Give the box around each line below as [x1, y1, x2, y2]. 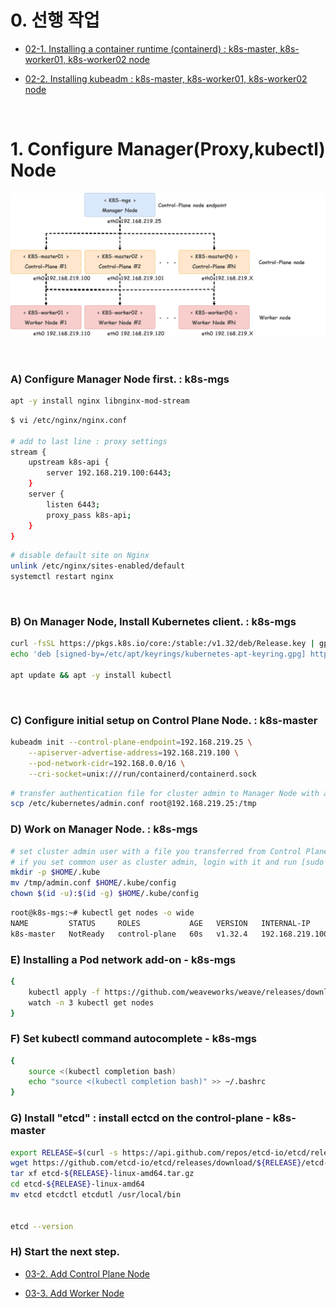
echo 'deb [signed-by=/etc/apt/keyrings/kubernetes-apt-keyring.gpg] [10, 649, 307, 660]
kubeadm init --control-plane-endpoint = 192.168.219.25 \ [10, 737, 253, 748]
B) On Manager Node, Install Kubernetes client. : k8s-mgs [10, 614, 297, 628]
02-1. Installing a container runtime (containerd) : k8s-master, [24, 42, 278, 55]
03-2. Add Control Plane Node [24, 1267, 150, 1280]
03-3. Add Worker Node [24, 1287, 125, 1299]
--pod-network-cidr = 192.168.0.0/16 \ [28, 758, 186, 768]
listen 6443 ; [46, 499, 101, 510]
